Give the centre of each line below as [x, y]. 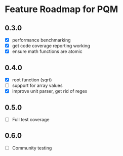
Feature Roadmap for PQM [61, 9]
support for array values [37, 86]
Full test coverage [31, 119]
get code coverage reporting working [51, 46]
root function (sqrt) [32, 80]
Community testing [32, 148]
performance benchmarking [41, 40]
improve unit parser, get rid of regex [50, 91]
